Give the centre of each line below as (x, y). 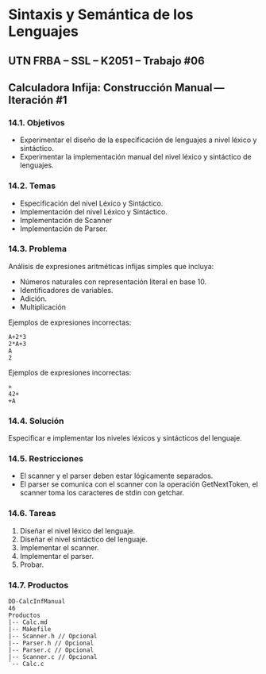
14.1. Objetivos (37, 122)
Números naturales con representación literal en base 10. (113, 281)
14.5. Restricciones (46, 459)
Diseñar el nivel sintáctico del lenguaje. (84, 539)
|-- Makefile (30, 630)
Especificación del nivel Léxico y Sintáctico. (91, 203)
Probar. (32, 564)
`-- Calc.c (26, 664)
